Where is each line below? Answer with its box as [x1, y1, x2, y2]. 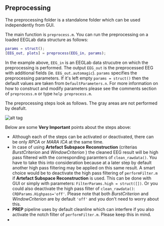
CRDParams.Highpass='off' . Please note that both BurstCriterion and [12, 190, 149, 197]
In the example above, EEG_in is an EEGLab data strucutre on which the [5, 60, 148, 65]
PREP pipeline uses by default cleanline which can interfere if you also [12, 206, 154, 212]
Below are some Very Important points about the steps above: [5, 124, 131, 130]
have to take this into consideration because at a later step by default [12, 160, 152, 165]
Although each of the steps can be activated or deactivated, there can [12, 134, 154, 140]
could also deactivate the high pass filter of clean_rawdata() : [12, 185, 135, 191]
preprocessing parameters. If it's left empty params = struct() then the [5, 75, 149, 81]
